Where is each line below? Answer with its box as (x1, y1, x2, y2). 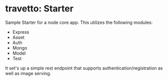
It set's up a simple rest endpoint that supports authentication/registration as (5, 65, 163, 71)
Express (12, 29, 29, 35)
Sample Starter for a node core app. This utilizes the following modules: (5, 19, 153, 25)
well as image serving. (5, 70, 51, 76)
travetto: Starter (5, 3, 74, 14)
